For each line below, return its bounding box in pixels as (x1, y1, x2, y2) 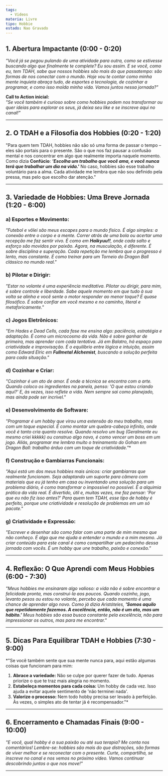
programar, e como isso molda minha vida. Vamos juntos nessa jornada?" (5, 84, 159, 90)
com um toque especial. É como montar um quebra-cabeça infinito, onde (5, 423, 157, 429)
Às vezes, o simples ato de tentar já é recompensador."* (12, 699, 129, 705)
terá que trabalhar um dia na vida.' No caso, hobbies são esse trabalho (5, 163, 154, 169)
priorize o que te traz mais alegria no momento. (12, 678, 111, 684)
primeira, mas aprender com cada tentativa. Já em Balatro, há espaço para (5, 339, 162, 345)
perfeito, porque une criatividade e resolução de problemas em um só (5, 500, 150, 506)
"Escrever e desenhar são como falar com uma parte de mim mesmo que (5, 529, 157, 535)
